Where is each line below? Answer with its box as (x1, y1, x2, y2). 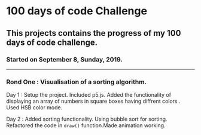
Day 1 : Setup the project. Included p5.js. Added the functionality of (6, 91, 172, 99)
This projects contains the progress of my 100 (6, 28, 181, 38)
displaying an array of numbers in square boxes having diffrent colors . (6, 97, 181, 105)
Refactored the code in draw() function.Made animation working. (6, 122, 166, 129)
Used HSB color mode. (6, 104, 63, 111)
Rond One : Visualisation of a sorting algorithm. (6, 78, 147, 86)
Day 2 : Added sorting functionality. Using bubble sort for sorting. (6, 115, 167, 123)
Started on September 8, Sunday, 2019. (6, 55, 123, 63)
